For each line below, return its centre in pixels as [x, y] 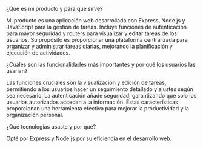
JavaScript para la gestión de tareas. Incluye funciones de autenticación [96, 27]
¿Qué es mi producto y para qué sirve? [55, 9]
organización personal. [35, 115]
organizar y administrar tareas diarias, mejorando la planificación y [89, 46]
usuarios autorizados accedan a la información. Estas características [92, 102]
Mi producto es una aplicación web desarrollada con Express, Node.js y [96, 20]
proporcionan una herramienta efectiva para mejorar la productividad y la [98, 108]
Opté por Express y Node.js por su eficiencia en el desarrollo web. [89, 138]
